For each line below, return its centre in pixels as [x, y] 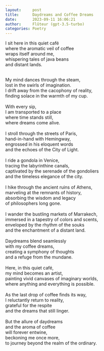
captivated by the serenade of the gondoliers [52, 171]
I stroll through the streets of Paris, [41, 134]
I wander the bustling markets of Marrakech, [51, 214]
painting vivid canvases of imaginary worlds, [52, 279]
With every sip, [21, 107]
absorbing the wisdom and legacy [41, 198]
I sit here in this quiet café [32, 43]
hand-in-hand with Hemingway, [38, 139]
